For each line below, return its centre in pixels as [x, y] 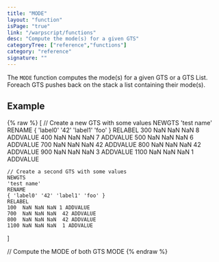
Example [26, 106]
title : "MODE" [27, 13]
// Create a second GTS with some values [67, 172]
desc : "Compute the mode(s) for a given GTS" [73, 39]
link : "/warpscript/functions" [52, 32]
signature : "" [27, 58]
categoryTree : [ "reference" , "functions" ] [67, 45]
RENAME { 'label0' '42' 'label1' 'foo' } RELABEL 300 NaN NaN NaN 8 [103, 130]
